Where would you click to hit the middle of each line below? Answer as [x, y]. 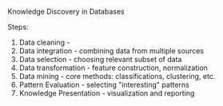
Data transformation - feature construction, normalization [113, 68]
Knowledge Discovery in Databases [66, 12]
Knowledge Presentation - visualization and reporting [107, 93]
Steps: [18, 27]
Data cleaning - [44, 42]
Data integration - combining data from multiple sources [111, 51]
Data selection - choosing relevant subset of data [100, 59]
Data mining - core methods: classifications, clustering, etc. [117, 76]
